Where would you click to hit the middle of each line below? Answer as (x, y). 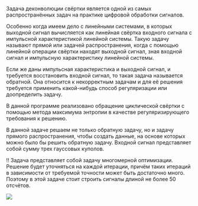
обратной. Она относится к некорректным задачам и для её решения (95, 82)
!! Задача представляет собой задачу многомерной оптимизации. (90, 160)
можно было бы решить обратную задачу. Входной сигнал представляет (99, 142)
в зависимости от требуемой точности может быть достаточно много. (95, 173)
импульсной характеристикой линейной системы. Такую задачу (88, 39)
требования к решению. (37, 118)
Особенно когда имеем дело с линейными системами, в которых (89, 26)
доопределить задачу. (34, 94)
